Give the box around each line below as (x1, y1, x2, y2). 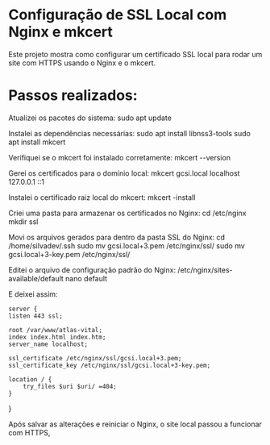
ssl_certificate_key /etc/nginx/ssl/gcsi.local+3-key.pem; (8, 361, 211, 369)
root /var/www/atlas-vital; (8, 326, 103, 334)
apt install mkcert (8, 137, 66, 147)
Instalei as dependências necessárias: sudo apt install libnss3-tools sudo (8, 128, 251, 138)
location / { (8, 375, 52, 384)
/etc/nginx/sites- (177, 264, 233, 275)
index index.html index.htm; (8, 333, 106, 341)
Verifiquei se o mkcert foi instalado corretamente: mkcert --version (8, 152, 231, 162)
